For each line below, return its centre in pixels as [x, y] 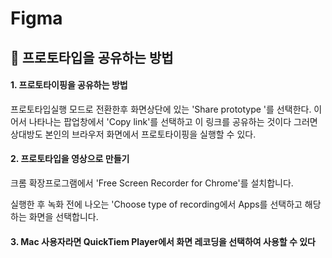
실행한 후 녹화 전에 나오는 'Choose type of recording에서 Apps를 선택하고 [156, 204]
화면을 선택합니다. [63, 216]
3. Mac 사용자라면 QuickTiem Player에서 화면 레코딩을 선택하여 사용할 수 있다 [163, 241]
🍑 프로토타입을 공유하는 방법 [92, 57]
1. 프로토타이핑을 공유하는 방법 [69, 85]
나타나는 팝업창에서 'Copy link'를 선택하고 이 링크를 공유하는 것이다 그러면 [173, 121]
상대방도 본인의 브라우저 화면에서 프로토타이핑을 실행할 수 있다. [133, 134]
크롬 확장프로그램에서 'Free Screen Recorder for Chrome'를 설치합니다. [152, 183]
